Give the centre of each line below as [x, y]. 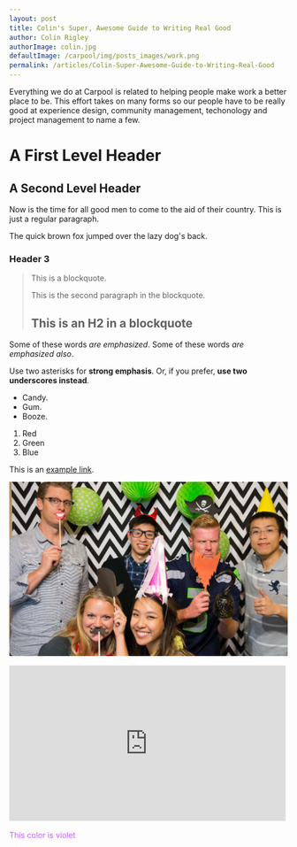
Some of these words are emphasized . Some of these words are [127, 344]
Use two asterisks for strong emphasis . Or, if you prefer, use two [128, 371]
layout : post [33, 19]
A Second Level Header [75, 188]
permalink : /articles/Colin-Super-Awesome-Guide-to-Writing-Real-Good [142, 65]
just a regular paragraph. [54, 219]
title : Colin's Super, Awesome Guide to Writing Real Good [120, 28]
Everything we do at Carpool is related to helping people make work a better [148, 92]
